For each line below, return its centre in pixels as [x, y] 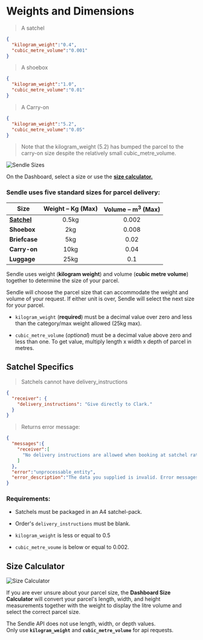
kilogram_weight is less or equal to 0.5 [63, 536]
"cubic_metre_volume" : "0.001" [50, 50]
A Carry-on [35, 107]
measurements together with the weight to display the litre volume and [94, 605]
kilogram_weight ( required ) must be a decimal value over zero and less [103, 317]
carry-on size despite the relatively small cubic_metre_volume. [98, 153]
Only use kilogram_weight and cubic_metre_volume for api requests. [90, 630]
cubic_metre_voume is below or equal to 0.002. [72, 547]
